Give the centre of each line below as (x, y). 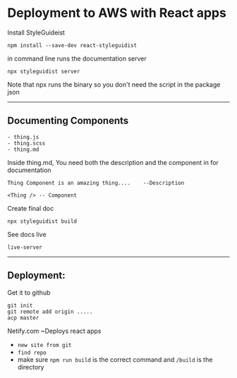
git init (20, 305)
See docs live (27, 234)
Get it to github (29, 292)
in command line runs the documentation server (77, 59)
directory (31, 367)
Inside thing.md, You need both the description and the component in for (113, 162)
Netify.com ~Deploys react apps (54, 331)
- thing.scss (26, 143)
